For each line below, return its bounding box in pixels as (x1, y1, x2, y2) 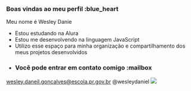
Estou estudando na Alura (14, 30, 79, 37)
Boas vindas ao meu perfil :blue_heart (6, 5, 119, 13)
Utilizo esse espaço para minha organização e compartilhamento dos (14, 42, 186, 49)
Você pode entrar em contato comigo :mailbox (14, 64, 152, 72)
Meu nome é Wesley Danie (6, 18, 72, 26)
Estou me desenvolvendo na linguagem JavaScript (14, 36, 140, 43)
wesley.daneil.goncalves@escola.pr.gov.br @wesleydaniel (6, 78, 150, 85)
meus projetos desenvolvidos (14, 49, 88, 56)
